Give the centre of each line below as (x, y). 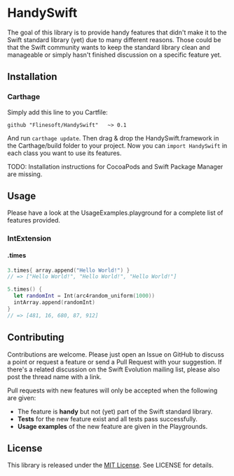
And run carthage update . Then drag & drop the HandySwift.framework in (113, 138)
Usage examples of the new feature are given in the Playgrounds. (112, 426)
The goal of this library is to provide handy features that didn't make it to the (117, 32)
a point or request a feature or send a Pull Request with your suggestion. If (115, 362)
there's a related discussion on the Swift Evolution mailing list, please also (114, 369)
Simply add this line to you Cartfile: (58, 112)
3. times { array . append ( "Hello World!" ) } (69, 270)
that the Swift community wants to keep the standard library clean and (109, 47)
